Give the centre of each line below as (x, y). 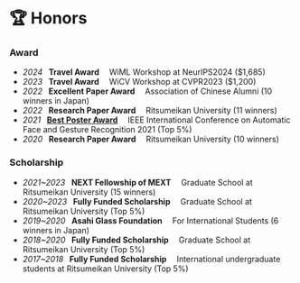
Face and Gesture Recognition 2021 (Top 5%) (107, 130)
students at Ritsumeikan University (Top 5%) (105, 269)
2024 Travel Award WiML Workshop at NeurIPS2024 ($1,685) (144, 72)
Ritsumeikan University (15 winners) (89, 192)
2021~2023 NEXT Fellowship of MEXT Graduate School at (137, 182)
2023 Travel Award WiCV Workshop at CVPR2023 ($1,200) (139, 82)
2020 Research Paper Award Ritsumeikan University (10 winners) (151, 139)
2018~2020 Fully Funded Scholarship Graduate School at (136, 240)
